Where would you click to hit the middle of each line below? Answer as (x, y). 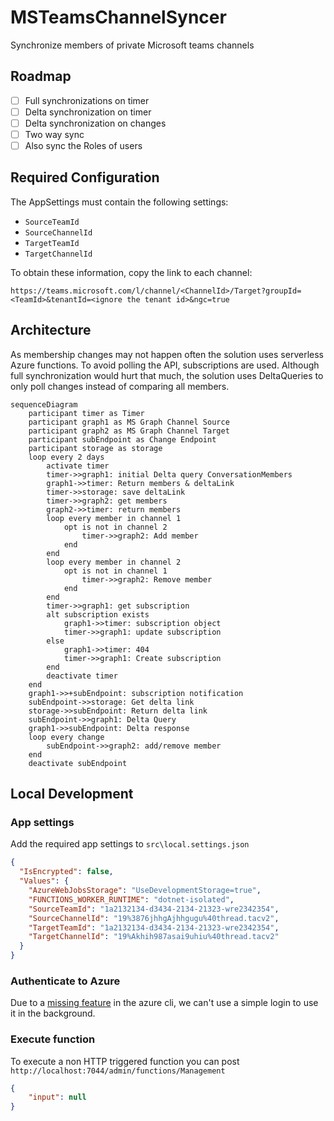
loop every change (66, 737)
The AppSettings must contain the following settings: (119, 202)
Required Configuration (85, 177)
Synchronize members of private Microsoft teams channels (132, 45)
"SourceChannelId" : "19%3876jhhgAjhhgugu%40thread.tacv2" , (154, 918)
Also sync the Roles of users (83, 145)
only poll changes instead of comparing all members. (120, 386)
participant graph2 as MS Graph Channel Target (129, 431)
